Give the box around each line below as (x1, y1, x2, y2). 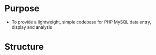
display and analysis (11, 24, 52, 30)
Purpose (4, 3, 40, 14)
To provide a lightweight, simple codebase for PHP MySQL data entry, (11, 19, 151, 25)
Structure (4, 41, 44, 53)
